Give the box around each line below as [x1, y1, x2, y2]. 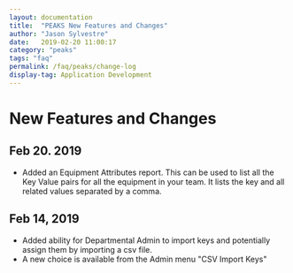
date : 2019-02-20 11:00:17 [9, 37, 117, 47]
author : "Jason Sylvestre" [9, 29, 109, 38]
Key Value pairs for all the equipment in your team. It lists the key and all [21, 176, 285, 186]
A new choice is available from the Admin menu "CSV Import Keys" [21, 254, 267, 264]
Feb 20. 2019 [9, 143, 82, 159]
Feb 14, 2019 [9, 211, 80, 226]
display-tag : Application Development [9, 71, 152, 80]
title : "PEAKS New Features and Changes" [9, 21, 168, 30]
